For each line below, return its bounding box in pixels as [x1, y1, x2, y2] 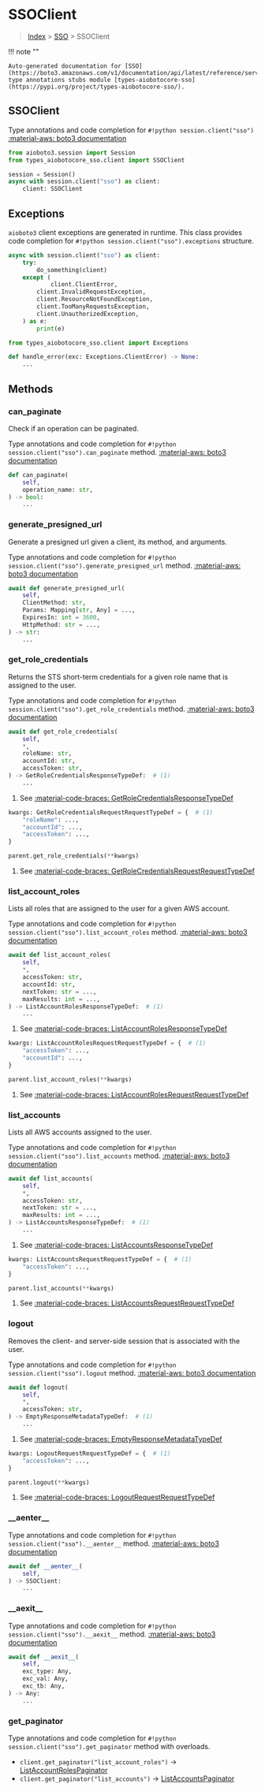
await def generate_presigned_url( [8, 584, 125, 592]
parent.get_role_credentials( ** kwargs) [8, 852, 140, 860]
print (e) [36, 325, 65, 333]
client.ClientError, [50, 281, 118, 289]
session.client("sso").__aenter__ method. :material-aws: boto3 [8, 1539, 219, 1548]
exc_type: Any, [22, 1667, 73, 1676]
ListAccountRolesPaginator [19, 1766, 108, 1774]
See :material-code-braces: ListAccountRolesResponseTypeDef [19, 1024, 227, 1033]
